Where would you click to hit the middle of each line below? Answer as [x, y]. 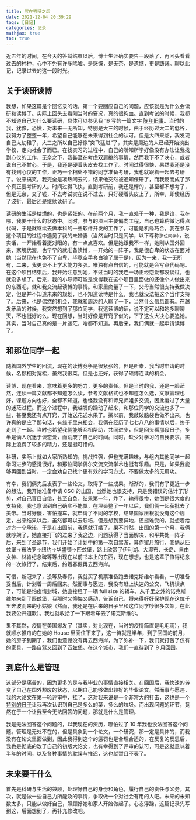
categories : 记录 [26, 28]
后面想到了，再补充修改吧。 [55, 811]
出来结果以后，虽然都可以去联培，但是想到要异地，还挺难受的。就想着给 [103, 520]
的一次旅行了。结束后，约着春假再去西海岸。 [60, 564]
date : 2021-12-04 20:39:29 [39, 17]
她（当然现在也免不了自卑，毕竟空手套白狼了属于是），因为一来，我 [87, 257]
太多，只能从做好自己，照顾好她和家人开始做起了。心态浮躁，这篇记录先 [98, 804]
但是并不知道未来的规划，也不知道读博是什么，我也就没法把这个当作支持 [103, 294]
